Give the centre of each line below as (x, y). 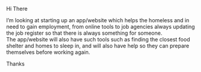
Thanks (16, 64)
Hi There (17, 9)
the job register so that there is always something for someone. (84, 33)
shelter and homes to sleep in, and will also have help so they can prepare (98, 46)
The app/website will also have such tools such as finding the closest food (98, 39)
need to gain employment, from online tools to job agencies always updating (100, 27)
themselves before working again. (48, 52)
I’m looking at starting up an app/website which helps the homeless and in (98, 20)
